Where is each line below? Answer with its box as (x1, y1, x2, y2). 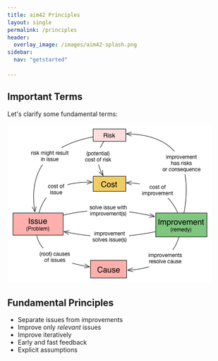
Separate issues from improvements (17, 316, 123, 324)
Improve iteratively (17, 331, 72, 339)
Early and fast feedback (17, 338, 87, 347)
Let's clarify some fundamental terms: (7, 110, 118, 118)
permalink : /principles (7, 26, 78, 33)
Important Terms (7, 91, 83, 103)
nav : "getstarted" (13, 57, 68, 64)
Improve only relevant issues (17, 323, 102, 332)
